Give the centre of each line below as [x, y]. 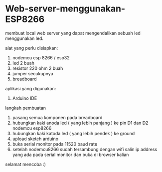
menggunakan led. [24, 38]
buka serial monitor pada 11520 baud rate [55, 144]
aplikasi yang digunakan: [31, 88]
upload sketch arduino [35, 139]
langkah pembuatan [26, 108]
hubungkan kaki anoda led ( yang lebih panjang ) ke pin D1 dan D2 [80, 123]
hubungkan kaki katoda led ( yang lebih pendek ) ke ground [74, 133]
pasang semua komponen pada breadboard [57, 117]
